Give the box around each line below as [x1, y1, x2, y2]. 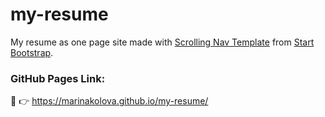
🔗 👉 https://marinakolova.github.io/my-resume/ [10, 95, 209, 107]
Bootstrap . [10, 46, 54, 58]
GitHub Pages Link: [10, 71, 106, 85]
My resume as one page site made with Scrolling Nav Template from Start [10, 36, 315, 48]
